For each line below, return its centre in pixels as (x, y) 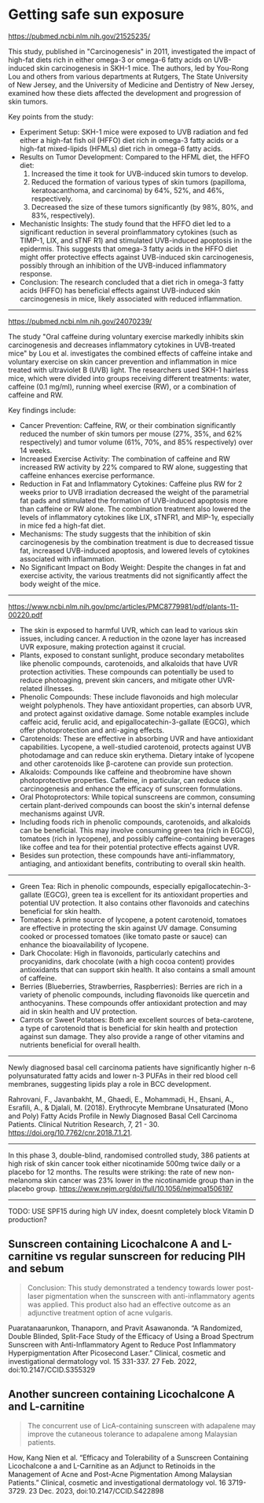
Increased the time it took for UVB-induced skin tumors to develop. (140, 174)
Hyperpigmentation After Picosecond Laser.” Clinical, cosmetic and (117, 1353)
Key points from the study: (51, 116)
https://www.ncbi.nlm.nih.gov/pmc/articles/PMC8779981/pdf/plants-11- (124, 606)
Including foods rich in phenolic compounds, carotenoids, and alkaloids (135, 821)
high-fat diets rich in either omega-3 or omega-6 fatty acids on (110, 60)
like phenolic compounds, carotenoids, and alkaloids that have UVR (128, 663)
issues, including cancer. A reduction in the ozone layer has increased (133, 638)
